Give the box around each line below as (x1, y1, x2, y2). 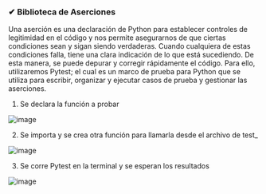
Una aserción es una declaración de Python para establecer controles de (8, 25, 248, 34)
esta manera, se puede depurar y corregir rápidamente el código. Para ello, (8, 58, 256, 68)
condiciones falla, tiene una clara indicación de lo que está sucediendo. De (8, 50, 255, 60)
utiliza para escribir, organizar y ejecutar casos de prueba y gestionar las (8, 75, 248, 85)
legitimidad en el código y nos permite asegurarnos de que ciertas (8, 33, 226, 42)
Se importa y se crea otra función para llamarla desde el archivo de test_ (19, 130, 259, 140)
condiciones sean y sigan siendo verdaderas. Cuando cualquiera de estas (8, 42, 251, 51)
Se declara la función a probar (19, 99, 119, 109)
